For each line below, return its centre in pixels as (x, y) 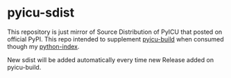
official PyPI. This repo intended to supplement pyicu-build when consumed (115, 39)
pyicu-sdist (41, 13)
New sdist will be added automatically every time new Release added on (110, 59)
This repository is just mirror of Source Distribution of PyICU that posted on (115, 32)
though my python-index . (43, 46)
